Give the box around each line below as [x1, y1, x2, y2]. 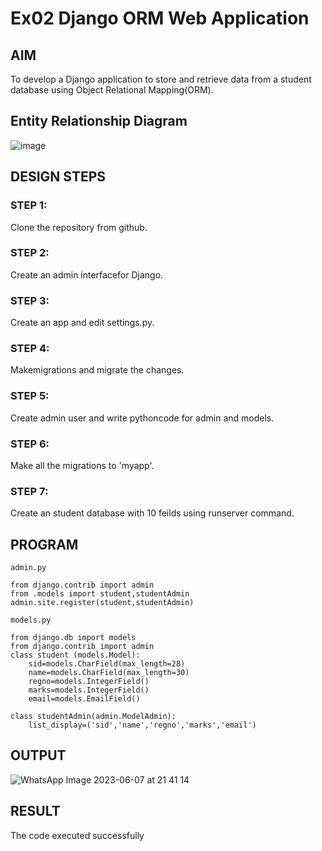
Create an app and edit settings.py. [10, 317, 155, 329]
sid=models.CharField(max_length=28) [28, 659, 186, 669]
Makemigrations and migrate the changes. [10, 364, 185, 376]
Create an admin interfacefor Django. [10, 268, 164, 281]
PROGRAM [10, 536, 79, 553]
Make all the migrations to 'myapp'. [10, 459, 155, 471]
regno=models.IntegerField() [28, 677, 150, 687]
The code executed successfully [10, 829, 145, 841]
